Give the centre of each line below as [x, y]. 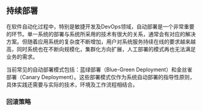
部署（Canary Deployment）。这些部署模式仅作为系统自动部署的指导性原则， [101, 77]
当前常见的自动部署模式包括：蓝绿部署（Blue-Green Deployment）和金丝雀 [99, 69]
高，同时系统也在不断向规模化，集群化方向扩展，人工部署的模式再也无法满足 [101, 49]
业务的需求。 [22, 57]
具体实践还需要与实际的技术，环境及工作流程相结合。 [72, 84]
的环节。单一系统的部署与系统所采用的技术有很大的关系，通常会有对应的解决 [101, 34]
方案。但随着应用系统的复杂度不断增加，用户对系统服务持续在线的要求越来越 [101, 42]
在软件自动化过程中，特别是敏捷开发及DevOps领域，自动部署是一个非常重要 [100, 27]
